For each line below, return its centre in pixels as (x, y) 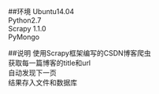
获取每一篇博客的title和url (50, 63)
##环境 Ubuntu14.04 (41, 11)
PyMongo (24, 37)
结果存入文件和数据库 (43, 82)
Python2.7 (25, 20)
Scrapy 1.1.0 (27, 29)
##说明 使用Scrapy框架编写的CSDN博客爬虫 (79, 53)
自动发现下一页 (32, 72)
